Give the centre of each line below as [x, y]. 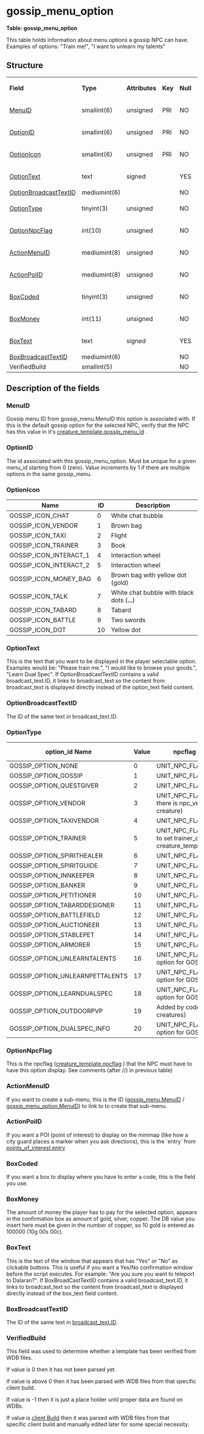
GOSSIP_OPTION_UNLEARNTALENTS [63, 958]
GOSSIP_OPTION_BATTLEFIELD [55, 915]
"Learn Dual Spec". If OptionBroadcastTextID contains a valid [83, 674]
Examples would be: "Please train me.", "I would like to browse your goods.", [102, 668]
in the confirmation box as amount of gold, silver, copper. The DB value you [101, 1219]
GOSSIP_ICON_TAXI [38, 535]
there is [167, 803]
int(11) [92, 319]
